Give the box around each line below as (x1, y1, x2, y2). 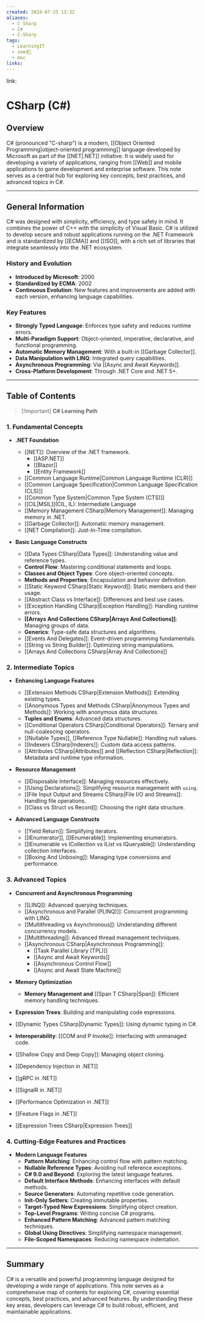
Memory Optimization (15, 978, 72, 985)
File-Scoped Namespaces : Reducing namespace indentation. (24, 1235, 181, 1243)
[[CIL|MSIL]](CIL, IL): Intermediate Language (24, 501, 137, 508)
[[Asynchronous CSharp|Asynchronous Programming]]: (24, 940, 165, 947)
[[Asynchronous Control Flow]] (33, 960, 112, 967)
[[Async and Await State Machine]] (33, 966, 121, 974)
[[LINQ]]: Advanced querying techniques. (24, 901, 129, 909)
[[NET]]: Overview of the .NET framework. (24, 449, 131, 456)
